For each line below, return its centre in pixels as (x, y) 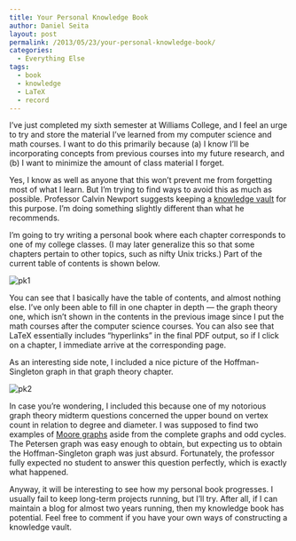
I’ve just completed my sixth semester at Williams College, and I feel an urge (148, 125)
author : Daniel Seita (49, 26)
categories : (31, 51)
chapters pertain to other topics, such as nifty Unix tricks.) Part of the (136, 254)
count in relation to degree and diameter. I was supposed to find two (134, 425)
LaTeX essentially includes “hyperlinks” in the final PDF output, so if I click (144, 336)
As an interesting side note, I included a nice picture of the (116, 362)
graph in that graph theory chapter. (110, 372)
